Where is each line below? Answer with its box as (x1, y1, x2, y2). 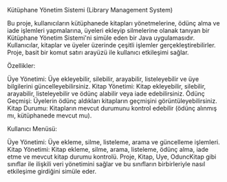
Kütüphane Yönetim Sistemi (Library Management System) (7, 6, 173, 14)
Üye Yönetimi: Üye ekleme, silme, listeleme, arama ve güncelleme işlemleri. (7, 138, 220, 146)
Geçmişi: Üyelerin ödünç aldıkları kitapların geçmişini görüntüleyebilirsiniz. (7, 97, 218, 105)
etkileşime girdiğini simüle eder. (7, 168, 97, 175)
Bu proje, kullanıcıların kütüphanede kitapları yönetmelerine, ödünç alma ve (7, 19, 220, 27)
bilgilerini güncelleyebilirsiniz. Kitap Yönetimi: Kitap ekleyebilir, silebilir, (7, 82, 206, 90)
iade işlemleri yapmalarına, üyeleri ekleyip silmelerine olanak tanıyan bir (7, 27, 210, 34)
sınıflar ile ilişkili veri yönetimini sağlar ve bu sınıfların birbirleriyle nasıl (7, 160, 206, 168)
